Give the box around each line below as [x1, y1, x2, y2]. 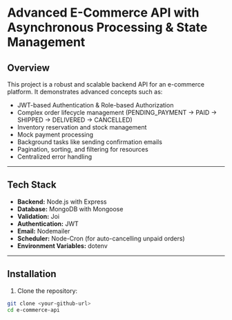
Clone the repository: [17, 286, 78, 295]
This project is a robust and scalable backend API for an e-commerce [7, 80, 205, 88]
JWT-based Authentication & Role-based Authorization [17, 101, 174, 109]
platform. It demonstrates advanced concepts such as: [7, 88, 163, 96]
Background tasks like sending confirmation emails [17, 138, 162, 146]
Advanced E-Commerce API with [7, 5, 200, 21]
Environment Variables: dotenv [17, 241, 108, 250]
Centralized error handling [17, 152, 93, 161]
